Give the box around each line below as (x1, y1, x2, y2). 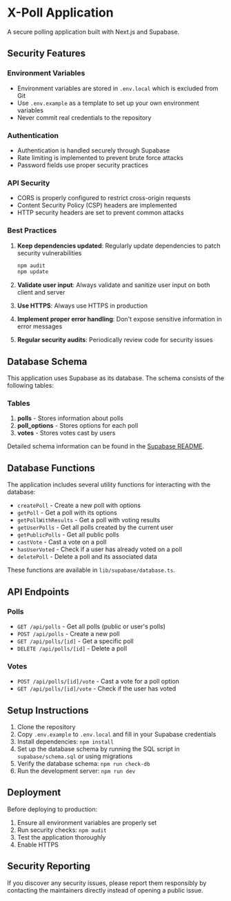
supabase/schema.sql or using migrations (17, 752, 133, 760)
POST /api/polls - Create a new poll (17, 629, 120, 637)
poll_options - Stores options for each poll (17, 422, 139, 430)
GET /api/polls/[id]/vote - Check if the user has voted (17, 684, 177, 693)
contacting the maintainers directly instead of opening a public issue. (7, 886, 203, 894)
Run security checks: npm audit (17, 826, 107, 834)
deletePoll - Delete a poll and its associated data (17, 553, 157, 561)
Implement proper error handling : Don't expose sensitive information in (17, 315, 222, 324)
